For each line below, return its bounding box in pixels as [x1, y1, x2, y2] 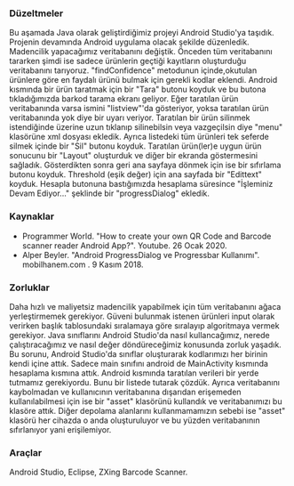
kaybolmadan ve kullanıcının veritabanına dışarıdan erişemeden [9, 386, 242, 397]
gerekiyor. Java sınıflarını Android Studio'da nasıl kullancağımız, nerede [9, 329, 270, 340]
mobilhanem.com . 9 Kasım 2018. [21, 259, 144, 270]
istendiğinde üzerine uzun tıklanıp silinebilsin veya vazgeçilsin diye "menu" [9, 122, 283, 133]
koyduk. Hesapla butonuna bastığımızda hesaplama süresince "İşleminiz [9, 179, 274, 190]
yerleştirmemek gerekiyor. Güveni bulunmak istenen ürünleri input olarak [9, 311, 275, 321]
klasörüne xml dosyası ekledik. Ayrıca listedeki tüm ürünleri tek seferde [9, 132, 269, 142]
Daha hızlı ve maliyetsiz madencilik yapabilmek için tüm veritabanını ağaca [9, 301, 282, 312]
